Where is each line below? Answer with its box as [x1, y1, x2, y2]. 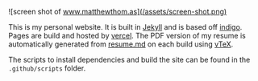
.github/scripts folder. [8, 63, 86, 73]
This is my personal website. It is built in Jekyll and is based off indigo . [8, 22, 243, 31]
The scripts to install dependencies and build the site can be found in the [8, 55, 251, 64]
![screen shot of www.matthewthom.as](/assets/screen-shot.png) [8, 7, 227, 16]
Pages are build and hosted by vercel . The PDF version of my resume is [8, 31, 246, 40]
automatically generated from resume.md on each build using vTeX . [8, 39, 234, 49]
